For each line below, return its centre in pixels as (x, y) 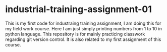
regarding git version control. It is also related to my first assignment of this (83, 39)
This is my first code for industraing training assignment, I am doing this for (83, 23)
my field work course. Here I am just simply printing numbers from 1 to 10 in (84, 28)
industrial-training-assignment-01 (79, 9)
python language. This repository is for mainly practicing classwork (75, 34)
